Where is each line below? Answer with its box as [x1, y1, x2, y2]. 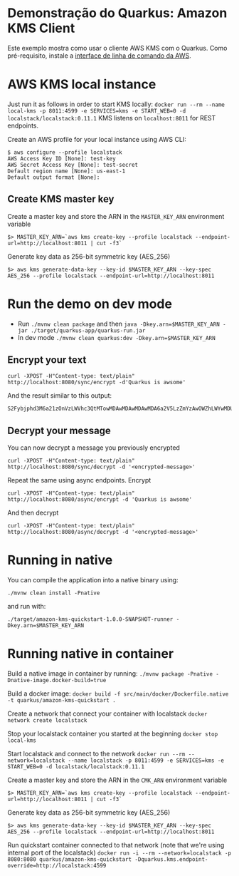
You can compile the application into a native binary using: [7, 576, 179, 584]
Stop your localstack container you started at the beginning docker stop [7, 729, 218, 738]
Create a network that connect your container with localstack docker [7, 709, 208, 718]
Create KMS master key [7, 193, 115, 205]
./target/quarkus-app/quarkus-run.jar [31, 326, 146, 334]
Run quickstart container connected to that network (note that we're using [7, 841, 225, 850]
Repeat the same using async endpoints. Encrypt [7, 476, 152, 485]
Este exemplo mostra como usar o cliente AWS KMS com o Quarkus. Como [7, 43, 228, 52]
